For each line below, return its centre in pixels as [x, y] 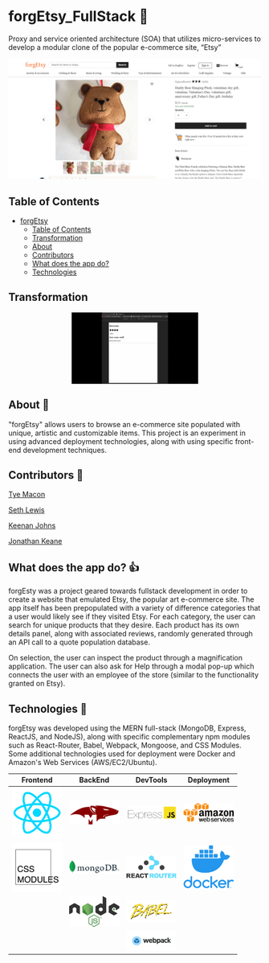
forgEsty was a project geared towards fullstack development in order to [128, 591]
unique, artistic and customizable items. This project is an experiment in [127, 433]
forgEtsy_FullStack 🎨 [78, 16]
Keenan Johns [32, 525]
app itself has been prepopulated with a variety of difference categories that [134, 608]
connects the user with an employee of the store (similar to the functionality [134, 675]
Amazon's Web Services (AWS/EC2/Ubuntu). [83, 762]
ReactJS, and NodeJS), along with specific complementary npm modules [129, 736]
